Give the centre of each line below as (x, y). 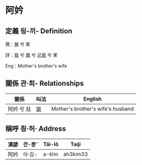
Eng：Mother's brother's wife (36, 66)
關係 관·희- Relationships (45, 84)
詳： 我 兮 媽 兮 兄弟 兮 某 (31, 55)
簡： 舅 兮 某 (18, 44)
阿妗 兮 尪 (20, 109)
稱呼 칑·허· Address (36, 129)
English (92, 99)
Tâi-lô (51, 144)
